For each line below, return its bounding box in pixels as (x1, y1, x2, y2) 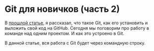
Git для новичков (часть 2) (4, 3, 120, 15)
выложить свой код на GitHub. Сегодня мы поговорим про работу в (4, 25, 150, 31)
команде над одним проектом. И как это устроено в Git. (4, 30, 125, 36)
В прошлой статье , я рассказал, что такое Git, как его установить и (4, 20, 148, 26)
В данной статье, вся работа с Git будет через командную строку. (4, 40, 146, 46)
